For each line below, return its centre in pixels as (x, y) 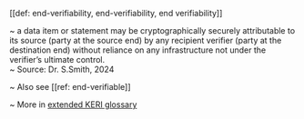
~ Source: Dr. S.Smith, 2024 (62, 69)
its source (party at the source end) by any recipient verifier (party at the (146, 40)
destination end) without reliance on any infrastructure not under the (138, 50)
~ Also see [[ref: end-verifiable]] (70, 87)
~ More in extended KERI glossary (73, 104)
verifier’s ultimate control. (57, 59)
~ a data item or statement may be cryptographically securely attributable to (152, 30)
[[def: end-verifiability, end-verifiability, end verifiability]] (116, 13)
